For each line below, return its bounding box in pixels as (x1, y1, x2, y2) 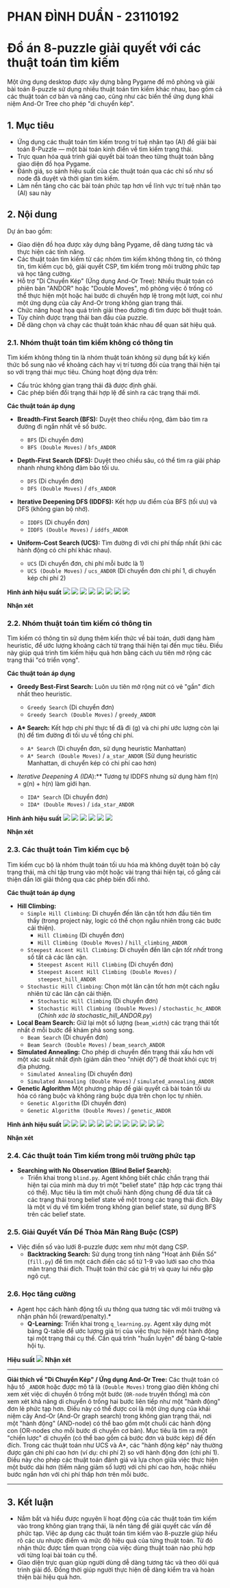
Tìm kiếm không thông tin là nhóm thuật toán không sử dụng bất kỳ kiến (7, 353, 210, 362)
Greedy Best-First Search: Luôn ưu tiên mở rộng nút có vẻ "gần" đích (16, 683, 215, 691)
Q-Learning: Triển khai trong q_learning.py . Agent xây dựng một (27, 1319, 212, 1328)
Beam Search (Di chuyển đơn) (27, 1033, 108, 1041)
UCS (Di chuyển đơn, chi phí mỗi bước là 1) (27, 559, 145, 568)
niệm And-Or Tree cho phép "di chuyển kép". (7, 100, 135, 108)
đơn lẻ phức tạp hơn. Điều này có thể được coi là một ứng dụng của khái (7, 1404, 211, 1413)
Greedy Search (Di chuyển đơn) (27, 703, 114, 712)
